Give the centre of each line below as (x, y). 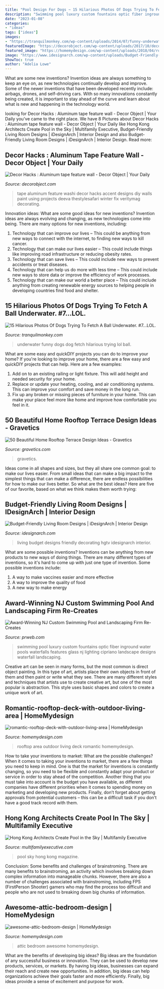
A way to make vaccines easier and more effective (63, 577)
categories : (17, 23)
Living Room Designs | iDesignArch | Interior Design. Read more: (87, 140)
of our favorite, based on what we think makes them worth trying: (71, 489)
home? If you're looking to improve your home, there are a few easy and (78, 359)
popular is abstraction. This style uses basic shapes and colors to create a (80, 687)
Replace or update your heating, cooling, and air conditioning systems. (83, 384)
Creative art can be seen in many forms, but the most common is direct (77, 667)
